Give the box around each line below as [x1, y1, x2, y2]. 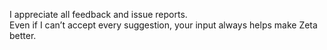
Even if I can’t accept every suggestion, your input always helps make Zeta [9, 19, 318, 31]
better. [9, 30, 37, 41]
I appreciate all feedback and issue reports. [9, 9, 188, 20]
